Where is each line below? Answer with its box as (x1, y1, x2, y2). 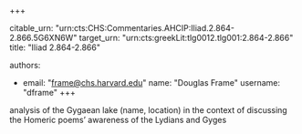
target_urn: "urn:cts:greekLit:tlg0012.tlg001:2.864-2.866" (78, 33, 294, 43)
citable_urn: (9, 23, 54, 33)
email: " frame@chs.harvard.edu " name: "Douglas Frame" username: (22, 77, 281, 88)
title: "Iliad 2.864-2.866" (9, 42, 100, 53)
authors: (9, 60, 41, 70)
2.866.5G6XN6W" (9, 33, 78, 43)
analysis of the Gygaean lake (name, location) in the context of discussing (9, 105, 287, 115)
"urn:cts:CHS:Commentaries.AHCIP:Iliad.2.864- (55, 23, 235, 33)
